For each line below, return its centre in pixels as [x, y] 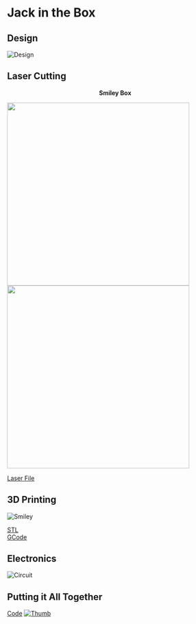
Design [23, 38]
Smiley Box [115, 93]
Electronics [32, 559]
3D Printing [32, 500]
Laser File [21, 478]
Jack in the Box [51, 13]
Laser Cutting [37, 76]
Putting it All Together [55, 597]
